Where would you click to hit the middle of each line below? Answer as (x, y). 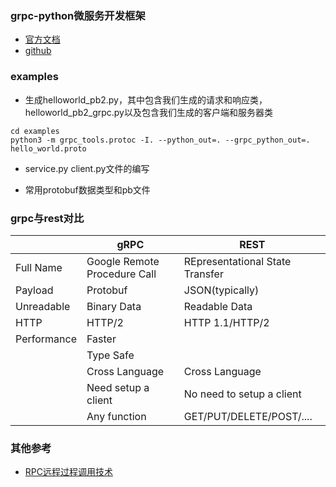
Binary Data (114, 306)
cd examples (35, 131)
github (38, 51)
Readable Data (218, 306)
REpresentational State (237, 261)
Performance (46, 339)
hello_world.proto (48, 148)
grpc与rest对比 (47, 218)
